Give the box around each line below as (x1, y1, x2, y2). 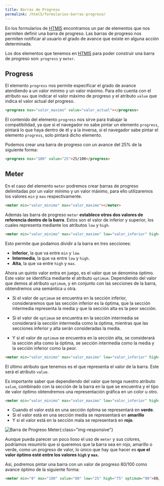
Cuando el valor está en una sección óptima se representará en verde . (12, 407, 155, 413)
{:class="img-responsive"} (59, 427, 113, 433)
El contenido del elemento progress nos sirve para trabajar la (5, 117, 127, 122)
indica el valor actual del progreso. (5, 98, 75, 104)
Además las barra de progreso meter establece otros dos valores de (5, 212, 143, 218)
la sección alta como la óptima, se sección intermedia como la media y (12, 340, 155, 346)
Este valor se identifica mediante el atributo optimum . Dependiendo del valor (5, 275, 157, 281)
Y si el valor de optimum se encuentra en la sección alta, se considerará (12, 335, 155, 340)
